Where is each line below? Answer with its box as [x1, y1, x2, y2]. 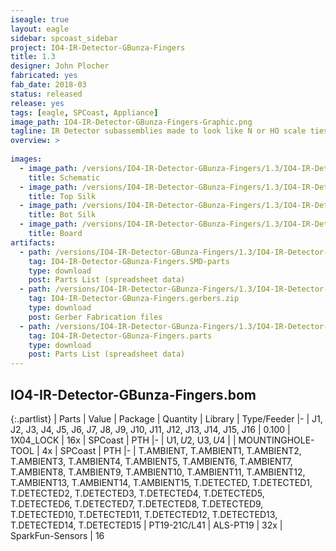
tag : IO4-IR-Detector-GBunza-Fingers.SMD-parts [28, 256, 230, 266]
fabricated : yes [10, 71, 78, 81]
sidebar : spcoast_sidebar [10, 33, 118, 43]
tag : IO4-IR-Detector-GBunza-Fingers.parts [28, 331, 213, 341]
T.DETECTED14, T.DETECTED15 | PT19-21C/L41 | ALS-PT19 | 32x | [10, 519, 283, 531]
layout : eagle [10, 24, 70, 34]
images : [10, 154, 43, 164]
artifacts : [10, 237, 56, 248]
